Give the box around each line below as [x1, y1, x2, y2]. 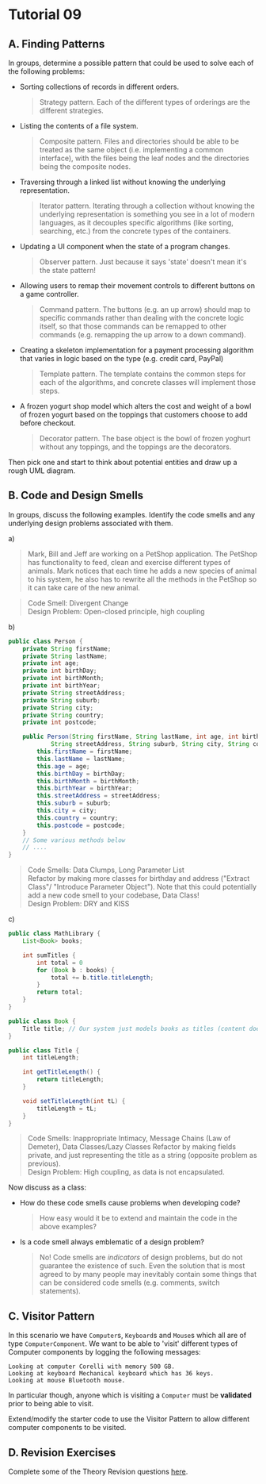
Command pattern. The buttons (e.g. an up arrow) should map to [39, 305, 251, 314]
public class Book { [8, 1017, 77, 1025]
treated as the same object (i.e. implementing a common [39, 145, 224, 154]
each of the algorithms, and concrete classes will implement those [39, 378, 256, 386]
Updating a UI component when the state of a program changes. [19, 242, 231, 251]
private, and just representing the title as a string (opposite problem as [27, 1151, 257, 1160]
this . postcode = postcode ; [36, 821, 126, 829]
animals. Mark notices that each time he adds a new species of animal [27, 566, 257, 575]
